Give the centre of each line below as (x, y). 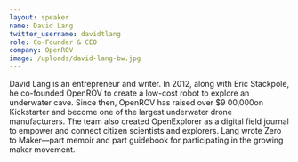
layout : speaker (39, 17)
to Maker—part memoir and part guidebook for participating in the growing (146, 140)
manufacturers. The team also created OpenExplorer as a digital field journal (149, 121)
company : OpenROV (41, 50)
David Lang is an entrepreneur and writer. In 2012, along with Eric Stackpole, (149, 84)
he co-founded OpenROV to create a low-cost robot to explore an (129, 93)
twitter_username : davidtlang (65, 34)
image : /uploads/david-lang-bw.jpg (75, 58)
